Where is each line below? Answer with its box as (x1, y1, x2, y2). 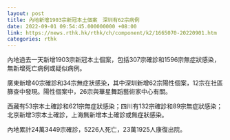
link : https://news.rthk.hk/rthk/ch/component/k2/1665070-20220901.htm (7, 29, 217, 37)
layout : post (7, 10, 45, 17)
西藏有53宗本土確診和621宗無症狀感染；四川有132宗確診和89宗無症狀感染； (7, 102, 223, 110)
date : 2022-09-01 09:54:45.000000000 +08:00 (7, 23, 137, 30)
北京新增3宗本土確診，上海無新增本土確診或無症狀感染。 (7, 111, 168, 119)
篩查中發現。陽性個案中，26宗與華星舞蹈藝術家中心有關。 (7, 88, 172, 96)
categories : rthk (7, 36, 57, 43)
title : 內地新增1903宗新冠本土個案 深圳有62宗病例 (7, 17, 140, 23)
